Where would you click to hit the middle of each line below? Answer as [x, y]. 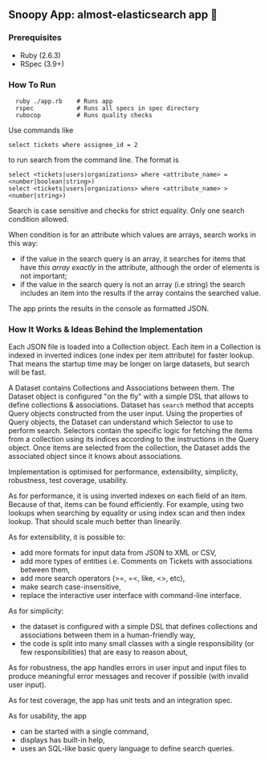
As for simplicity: [36, 611]
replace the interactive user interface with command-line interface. [131, 595]
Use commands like [41, 130]
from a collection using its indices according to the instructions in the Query [134, 440]
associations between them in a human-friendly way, [107, 635]
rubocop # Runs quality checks [84, 115]
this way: [23, 243]
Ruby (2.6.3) [41, 55]
